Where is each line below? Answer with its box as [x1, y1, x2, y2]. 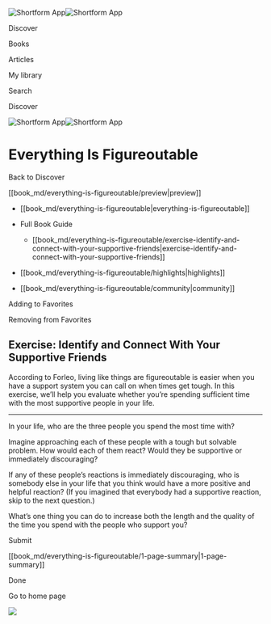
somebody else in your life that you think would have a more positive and [8, 478, 252, 488]
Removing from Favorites [8, 314, 92, 324]
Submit [8, 535, 32, 545]
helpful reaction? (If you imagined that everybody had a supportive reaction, [8, 487, 262, 496]
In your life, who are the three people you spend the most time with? [8, 421, 236, 431]
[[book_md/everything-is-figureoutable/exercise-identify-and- [31, 234, 240, 244]
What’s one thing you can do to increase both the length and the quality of [8, 511, 255, 521]
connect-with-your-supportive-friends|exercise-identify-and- [31, 243, 238, 253]
